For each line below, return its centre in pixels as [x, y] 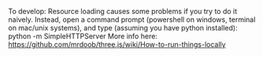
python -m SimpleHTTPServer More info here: [83, 36]
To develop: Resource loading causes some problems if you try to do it [123, 11]
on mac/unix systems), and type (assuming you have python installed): [123, 28]
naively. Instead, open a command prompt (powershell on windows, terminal [132, 20]
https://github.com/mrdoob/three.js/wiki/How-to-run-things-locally [117, 45]
